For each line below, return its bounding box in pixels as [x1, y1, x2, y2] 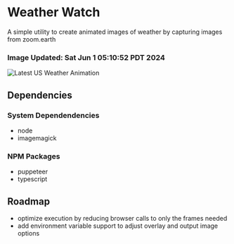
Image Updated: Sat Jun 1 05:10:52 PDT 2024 [7, 52, 165, 62]
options [17, 229, 40, 238]
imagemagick [17, 133, 57, 142]
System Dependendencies [7, 110, 100, 120]
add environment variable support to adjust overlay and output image [17, 221, 219, 230]
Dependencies [7, 89, 72, 101]
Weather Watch [7, 4, 100, 20]
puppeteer [17, 167, 48, 176]
